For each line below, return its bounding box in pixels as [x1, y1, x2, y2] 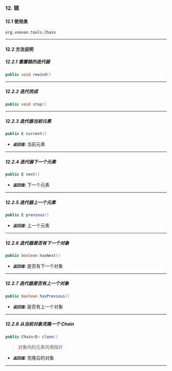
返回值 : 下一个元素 [12, 182, 50, 188]
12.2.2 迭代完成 [5, 89, 38, 95]
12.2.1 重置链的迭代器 [5, 59, 50, 65]
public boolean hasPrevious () [5, 293, 70, 299]
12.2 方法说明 [5, 46, 34, 52]
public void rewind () [5, 72, 52, 77]
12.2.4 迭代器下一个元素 [5, 159, 56, 165]
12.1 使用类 [5, 18, 28, 24]
